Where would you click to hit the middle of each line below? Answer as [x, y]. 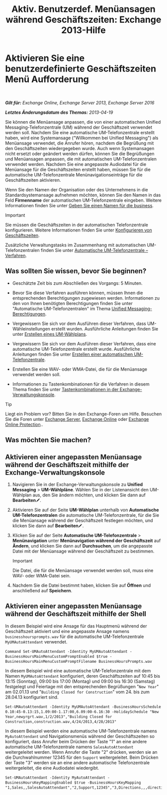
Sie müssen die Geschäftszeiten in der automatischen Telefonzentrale [77, 225]
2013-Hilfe [83, 30]
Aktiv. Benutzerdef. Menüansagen [83, 9]
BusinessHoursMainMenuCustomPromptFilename [51, 661]
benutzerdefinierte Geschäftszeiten [81, 69]
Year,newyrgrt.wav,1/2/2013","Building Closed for [59, 716]
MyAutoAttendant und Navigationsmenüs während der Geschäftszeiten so [80, 736]
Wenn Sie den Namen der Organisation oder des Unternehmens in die [77, 189]
